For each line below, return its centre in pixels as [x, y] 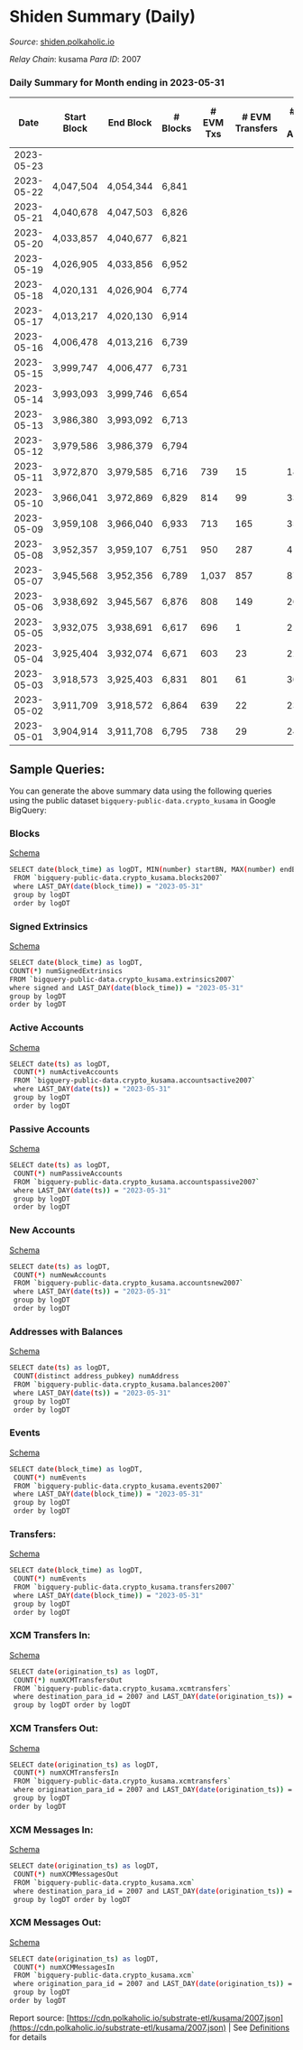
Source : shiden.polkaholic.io [62, 42]
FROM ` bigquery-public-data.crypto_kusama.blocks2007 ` [118, 878]
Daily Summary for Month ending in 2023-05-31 [117, 82]
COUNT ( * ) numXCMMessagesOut [66, 1874]
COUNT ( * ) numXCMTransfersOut [68, 1680]
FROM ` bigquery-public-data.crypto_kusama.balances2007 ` [122, 1384]
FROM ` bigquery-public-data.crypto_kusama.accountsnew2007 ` [129, 1284]
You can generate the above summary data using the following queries [141, 791]
